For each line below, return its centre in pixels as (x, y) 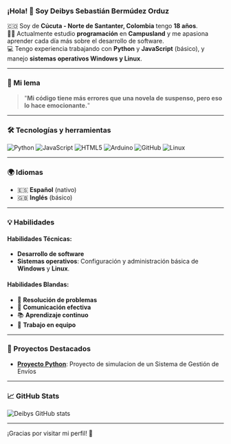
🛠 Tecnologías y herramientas (59, 130)
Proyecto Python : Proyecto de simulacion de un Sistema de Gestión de (118, 363)
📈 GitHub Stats (33, 396)
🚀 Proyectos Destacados (49, 349)
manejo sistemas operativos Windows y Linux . (75, 59)
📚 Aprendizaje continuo (53, 315)
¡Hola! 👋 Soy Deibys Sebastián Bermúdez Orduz (88, 11)
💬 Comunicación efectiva (54, 307)
